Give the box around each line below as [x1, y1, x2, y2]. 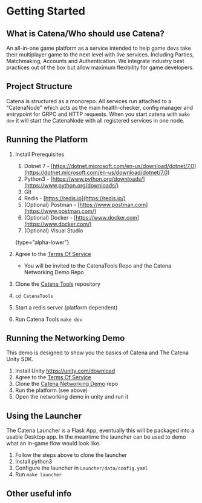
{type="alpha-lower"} [15, 238, 70, 246]
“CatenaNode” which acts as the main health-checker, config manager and [6, 104, 194, 111]
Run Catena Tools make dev [15, 316, 83, 323]
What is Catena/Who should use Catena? [6, 29, 165, 39]
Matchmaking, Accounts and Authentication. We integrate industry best [6, 58, 184, 64]
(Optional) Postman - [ [24, 201, 80, 208]
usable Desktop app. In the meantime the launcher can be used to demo [6, 433, 186, 441]
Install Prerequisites [15, 150, 65, 158]
